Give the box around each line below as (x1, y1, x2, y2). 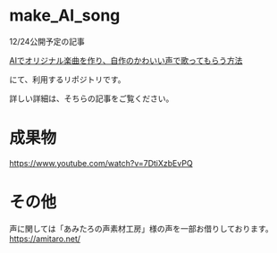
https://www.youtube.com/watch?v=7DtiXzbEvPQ (9, 157, 194, 168)
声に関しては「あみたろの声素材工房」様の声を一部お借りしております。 (9, 223, 274, 233)
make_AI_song (9, 5, 121, 26)
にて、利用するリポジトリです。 (9, 73, 126, 85)
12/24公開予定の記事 (9, 36, 85, 46)
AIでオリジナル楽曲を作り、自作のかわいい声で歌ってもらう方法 (9, 55, 243, 65)
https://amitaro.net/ (9, 233, 81, 244)
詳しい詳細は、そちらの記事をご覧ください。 (9, 93, 174, 104)
